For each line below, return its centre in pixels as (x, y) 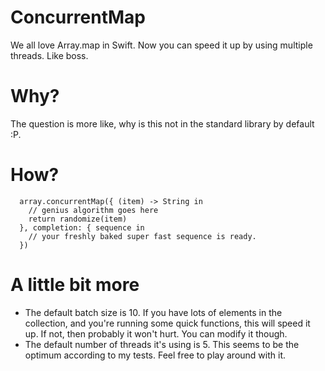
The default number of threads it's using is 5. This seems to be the (162, 344)
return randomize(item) (78, 219)
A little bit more (75, 285)
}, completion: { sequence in (82, 227)
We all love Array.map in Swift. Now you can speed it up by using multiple (161, 45)
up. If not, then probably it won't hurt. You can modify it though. (156, 333)
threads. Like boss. (49, 55)
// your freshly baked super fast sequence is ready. (142, 236)
